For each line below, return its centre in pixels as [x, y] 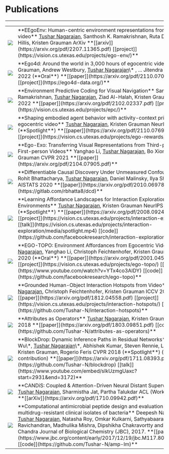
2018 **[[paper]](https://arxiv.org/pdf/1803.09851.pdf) [86, 325]
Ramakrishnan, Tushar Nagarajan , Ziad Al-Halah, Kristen [85, 97]
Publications [32, 9]
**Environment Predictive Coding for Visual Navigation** [86, 90]
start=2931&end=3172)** [50, 377]
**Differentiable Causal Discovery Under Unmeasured [82, 172]
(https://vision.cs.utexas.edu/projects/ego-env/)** [78, 55]
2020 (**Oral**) [38, 258]
